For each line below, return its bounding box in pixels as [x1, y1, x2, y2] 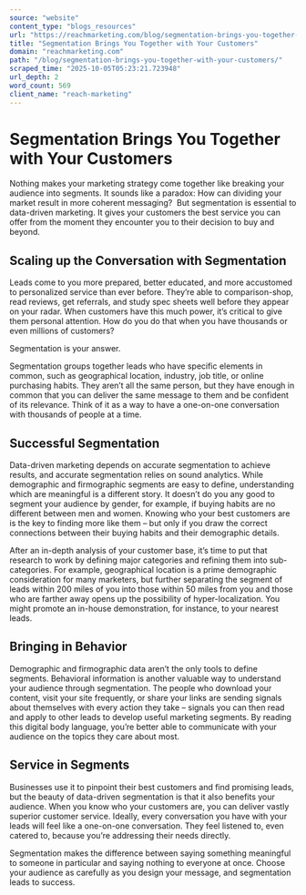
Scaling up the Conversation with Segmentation [9, 252, 287, 269]
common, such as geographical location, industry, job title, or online [9, 371, 264, 381]
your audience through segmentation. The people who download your [9, 682, 272, 693]
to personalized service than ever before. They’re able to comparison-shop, [9, 287, 294, 298]
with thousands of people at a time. [9, 409, 142, 420]
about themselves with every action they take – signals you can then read [9, 702, 285, 713]
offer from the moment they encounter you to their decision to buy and [9, 217, 275, 228]
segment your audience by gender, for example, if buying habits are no [9, 498, 276, 510]
